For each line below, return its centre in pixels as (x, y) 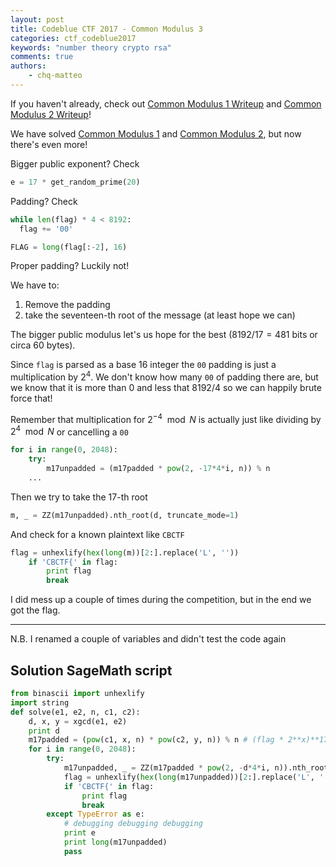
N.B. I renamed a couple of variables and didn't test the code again (148, 639)
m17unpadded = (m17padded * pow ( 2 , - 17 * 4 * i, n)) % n (158, 469)
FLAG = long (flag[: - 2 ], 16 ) (69, 247)
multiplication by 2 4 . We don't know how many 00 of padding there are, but (164, 376)
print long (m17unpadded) (115, 842)
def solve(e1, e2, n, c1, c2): (75, 712)
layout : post (37, 19)
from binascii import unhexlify (77, 694)
